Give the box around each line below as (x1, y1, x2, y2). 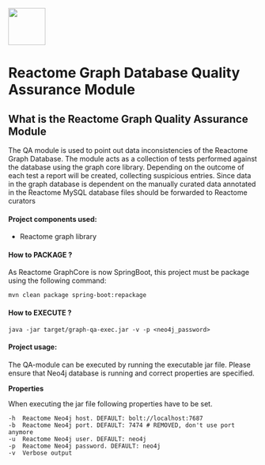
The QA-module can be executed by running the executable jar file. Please (8, 360, 251, 369)
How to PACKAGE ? (8, 250, 73, 259)
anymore (8, 428, 34, 436)
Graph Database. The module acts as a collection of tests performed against (8, 154, 257, 163)
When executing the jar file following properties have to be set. (8, 398, 213, 408)
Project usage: (8, 342, 58, 352)
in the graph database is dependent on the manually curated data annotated (8, 179, 256, 189)
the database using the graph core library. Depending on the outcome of (8, 162, 245, 172)
